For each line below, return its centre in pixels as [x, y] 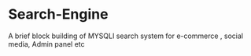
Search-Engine [58, 14]
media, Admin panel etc [46, 44]
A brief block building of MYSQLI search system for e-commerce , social [126, 36]
